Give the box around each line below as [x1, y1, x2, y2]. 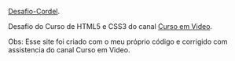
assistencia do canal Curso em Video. [8, 45, 130, 54]
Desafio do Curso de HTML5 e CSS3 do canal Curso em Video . [8, 22, 213, 30]
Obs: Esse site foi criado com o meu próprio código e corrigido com [8, 37, 228, 46]
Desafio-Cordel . [8, 7, 61, 16]
